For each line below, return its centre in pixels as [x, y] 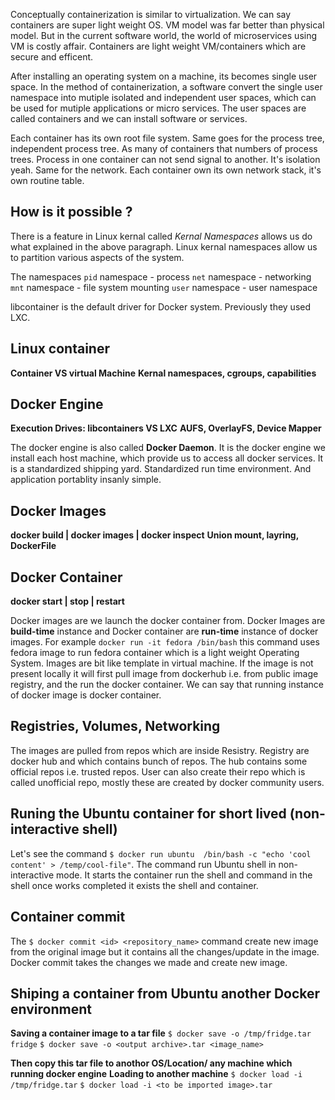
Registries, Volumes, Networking [115, 726]
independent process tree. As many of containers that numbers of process [164, 148]
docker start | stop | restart [67, 601]
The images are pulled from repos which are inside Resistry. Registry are [160, 750]
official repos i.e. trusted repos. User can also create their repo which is [158, 771]
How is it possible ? [71, 212]
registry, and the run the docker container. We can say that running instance [167, 685]
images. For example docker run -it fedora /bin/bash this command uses [165, 642]
